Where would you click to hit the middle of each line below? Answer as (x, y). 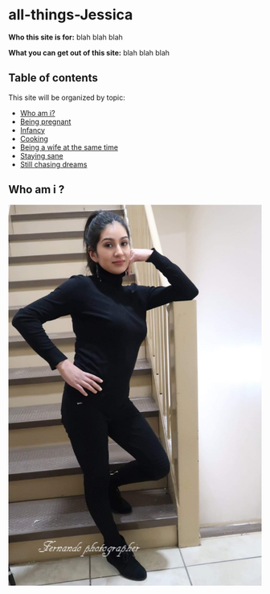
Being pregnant (45, 122)
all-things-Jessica (71, 15)
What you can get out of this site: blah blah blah (89, 52)
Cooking (34, 138)
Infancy (33, 130)
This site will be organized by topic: (67, 97)
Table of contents (53, 78)
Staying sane (41, 155)
